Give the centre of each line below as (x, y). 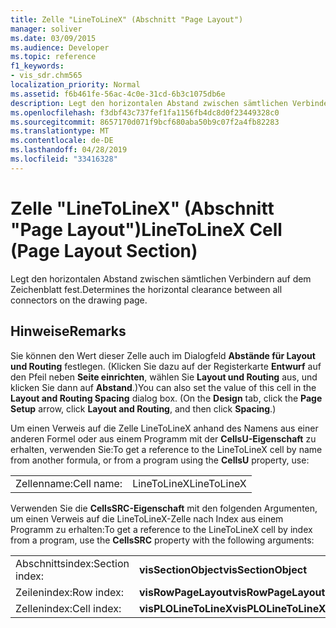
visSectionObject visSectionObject (223, 569)
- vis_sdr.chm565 (46, 76)
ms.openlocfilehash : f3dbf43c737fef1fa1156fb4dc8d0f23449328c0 (145, 112)
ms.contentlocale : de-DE (62, 141)
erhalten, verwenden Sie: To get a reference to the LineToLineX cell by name (166, 449)
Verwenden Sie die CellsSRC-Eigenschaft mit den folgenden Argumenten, (164, 508)
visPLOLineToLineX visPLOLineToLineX (232, 608)
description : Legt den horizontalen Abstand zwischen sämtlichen (149, 103)
